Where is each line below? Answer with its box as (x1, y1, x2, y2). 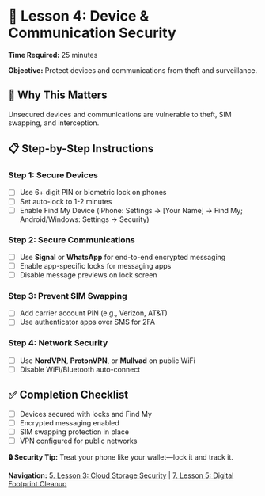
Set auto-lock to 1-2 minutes (19, 196, 112, 206)
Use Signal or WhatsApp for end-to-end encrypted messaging (19, 252, 226, 261)
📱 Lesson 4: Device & (8, 7, 150, 25)
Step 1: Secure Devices (8, 170, 99, 181)
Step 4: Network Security (8, 338, 108, 349)
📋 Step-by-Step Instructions (8, 142, 154, 155)
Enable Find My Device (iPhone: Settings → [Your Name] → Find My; (19, 205, 244, 215)
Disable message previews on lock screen (19, 270, 157, 280)
